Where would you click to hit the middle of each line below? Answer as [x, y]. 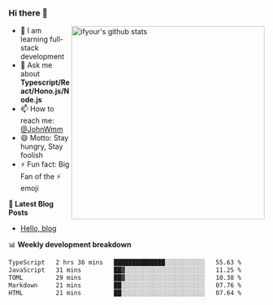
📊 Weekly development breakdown [70, 245]
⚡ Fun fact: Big [45, 164]
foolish [31, 155]
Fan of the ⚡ [41, 176]
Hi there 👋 [28, 13]
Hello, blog [38, 229]
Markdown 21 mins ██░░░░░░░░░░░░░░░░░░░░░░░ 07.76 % [125, 285]
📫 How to [37, 109]
